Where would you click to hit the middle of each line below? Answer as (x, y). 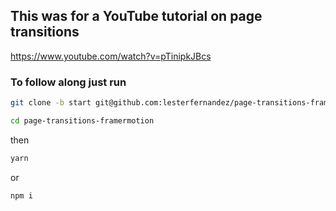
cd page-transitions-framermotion (82, 120)
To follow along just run (68, 82)
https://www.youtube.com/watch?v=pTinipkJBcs (111, 56)
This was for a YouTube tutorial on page (136, 16)
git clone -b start (51, 103)
